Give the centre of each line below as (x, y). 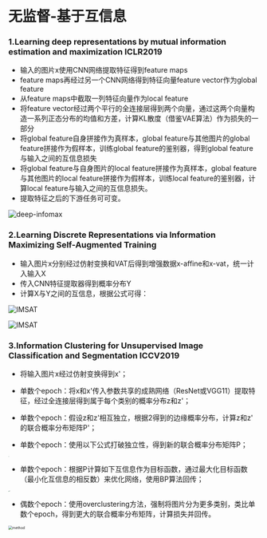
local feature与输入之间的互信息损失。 (89, 188)
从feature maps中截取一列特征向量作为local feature (104, 99)
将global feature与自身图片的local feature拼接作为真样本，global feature (138, 168)
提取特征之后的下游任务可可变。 (72, 198)
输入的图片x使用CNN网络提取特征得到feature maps (104, 70)
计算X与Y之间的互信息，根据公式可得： (84, 293)
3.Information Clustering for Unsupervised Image (106, 346)
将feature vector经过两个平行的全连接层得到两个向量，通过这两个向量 (134, 109)
